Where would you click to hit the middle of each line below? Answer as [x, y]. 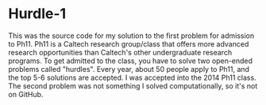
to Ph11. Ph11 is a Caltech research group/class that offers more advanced [129, 43]
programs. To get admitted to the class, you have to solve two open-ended [130, 61]
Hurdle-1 [37, 14]
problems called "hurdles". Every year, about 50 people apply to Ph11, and [129, 69]
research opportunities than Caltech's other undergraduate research [120, 52]
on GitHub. [26, 94]
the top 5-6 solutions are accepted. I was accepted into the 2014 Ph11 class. [132, 77]
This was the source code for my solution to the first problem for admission [131, 36]
